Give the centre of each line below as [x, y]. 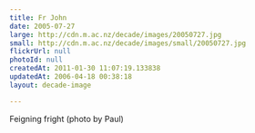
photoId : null [36, 60]
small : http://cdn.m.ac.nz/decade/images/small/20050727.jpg [128, 43]
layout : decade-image [51, 85]
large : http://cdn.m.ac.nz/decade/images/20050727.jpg [116, 34]
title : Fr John [38, 18]
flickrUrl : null [40, 52]
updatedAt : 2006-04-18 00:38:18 [71, 77]
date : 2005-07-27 [42, 26]
